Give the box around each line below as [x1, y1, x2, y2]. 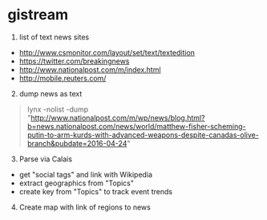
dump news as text [18, 88, 83, 98]
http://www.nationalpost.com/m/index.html [18, 64, 161, 74]
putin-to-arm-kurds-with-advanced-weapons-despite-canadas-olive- [26, 130, 260, 140]
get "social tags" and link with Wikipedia [18, 169, 153, 179]
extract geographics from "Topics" [18, 178, 134, 188]
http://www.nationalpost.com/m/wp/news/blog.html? [30, 112, 205, 122]
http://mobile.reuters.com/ [18, 73, 107, 83]
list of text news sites [18, 32, 90, 42]
